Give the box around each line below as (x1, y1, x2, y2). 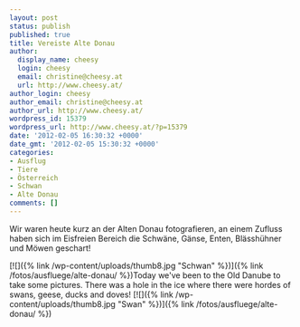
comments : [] (9, 198, 59, 208)
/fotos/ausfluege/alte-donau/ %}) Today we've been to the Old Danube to (9, 269, 281, 281)
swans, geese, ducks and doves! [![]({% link (9, 289, 173, 300)
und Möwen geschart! (9, 242, 91, 254)
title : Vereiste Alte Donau (9, 38, 116, 48)
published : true (9, 30, 70, 39)
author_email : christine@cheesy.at (9, 97, 144, 107)
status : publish (9, 22, 70, 31)
